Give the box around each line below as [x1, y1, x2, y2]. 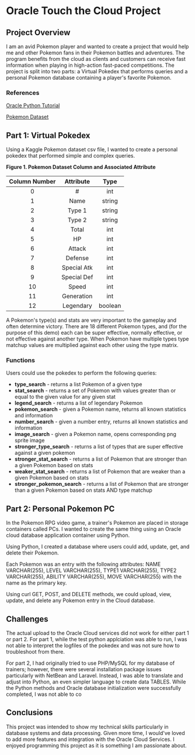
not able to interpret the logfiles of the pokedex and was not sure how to [6, 642, 180, 649]
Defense [65, 254, 89, 262]
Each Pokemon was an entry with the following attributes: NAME [6, 561, 161, 568]
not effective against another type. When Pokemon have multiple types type [6, 335, 189, 342]
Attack [68, 244, 86, 253]
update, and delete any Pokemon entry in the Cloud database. [6, 597, 155, 604]
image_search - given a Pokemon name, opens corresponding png [14, 431, 176, 438]
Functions [6, 356, 35, 365]
